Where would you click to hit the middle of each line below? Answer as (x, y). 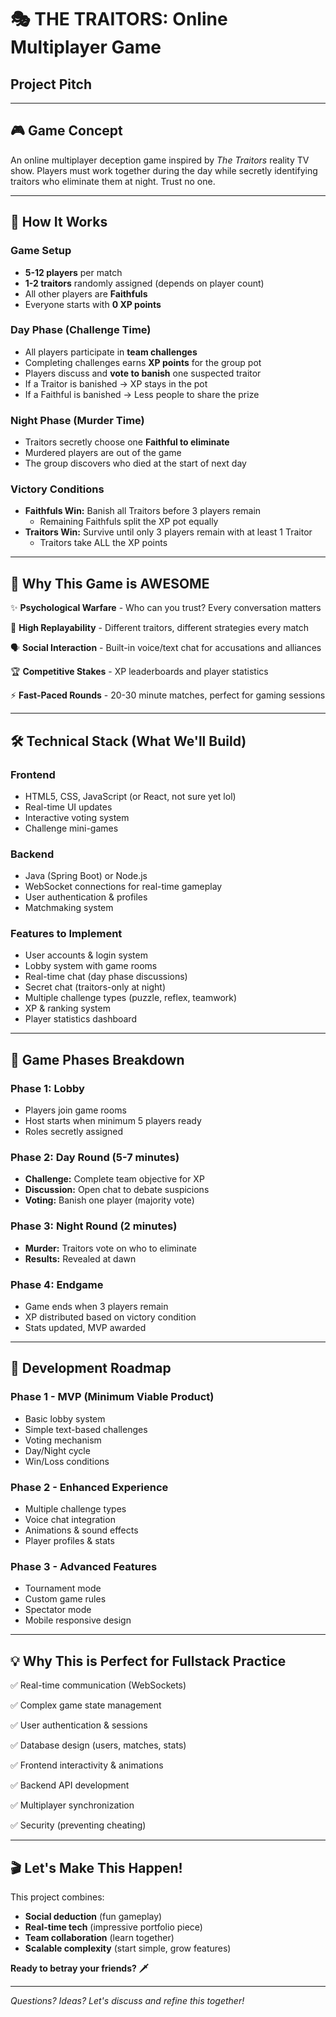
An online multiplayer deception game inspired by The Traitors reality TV (160, 160)
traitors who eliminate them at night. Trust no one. (113, 181)
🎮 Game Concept (66, 131)
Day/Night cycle (57, 1450)
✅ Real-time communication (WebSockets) (98, 1685)
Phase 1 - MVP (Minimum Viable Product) (112, 1397)
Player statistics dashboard (80, 1019)
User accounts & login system (86, 955)
